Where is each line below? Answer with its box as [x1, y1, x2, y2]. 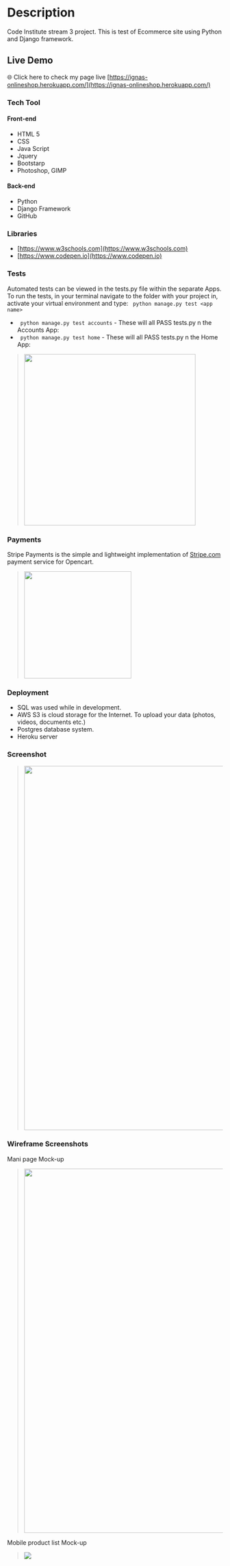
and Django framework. [7, 34, 74, 43]
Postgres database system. [16, 725, 94, 734]
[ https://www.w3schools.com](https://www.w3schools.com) [16, 245, 188, 253]
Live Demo [7, 55, 53, 67]
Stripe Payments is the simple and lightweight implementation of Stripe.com [7, 550, 221, 558]
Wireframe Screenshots [7, 1140, 89, 1149]
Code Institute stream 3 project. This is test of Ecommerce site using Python [7, 27, 222, 36]
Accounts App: [16, 326, 60, 334]
